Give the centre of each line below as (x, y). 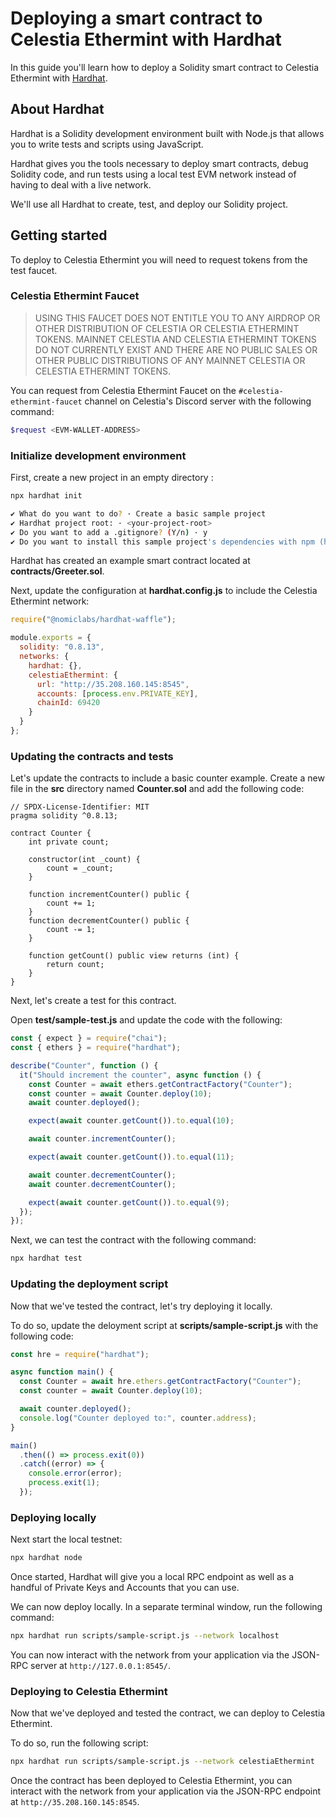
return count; (75, 965)
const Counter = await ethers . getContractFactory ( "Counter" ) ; (160, 1084)
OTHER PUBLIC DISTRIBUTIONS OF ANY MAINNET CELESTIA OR (170, 360)
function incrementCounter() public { (109, 895)
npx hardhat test (46, 1258)
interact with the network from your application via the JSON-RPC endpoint (166, 1791)
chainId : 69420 (68, 703)
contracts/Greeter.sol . (57, 571)
